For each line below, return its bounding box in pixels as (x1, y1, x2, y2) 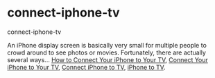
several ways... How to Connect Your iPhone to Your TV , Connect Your (7, 55, 208, 64)
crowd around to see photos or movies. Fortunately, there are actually (7, 48, 207, 57)
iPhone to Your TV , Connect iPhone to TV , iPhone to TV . (7, 63, 166, 71)
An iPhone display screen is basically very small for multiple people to (7, 41, 207, 49)
